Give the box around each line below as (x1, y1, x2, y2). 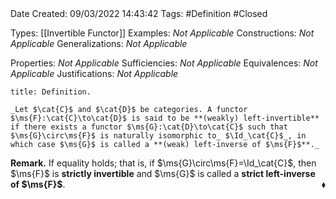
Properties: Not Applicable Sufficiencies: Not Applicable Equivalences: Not (10, 57, 318, 69)
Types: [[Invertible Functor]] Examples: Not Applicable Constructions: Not (10, 27, 315, 39)
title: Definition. (10, 87, 92, 97)
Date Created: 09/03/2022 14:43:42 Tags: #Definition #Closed (10, 8, 268, 19)
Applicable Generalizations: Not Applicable (10, 38, 188, 49)
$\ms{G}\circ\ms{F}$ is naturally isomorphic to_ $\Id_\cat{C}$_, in (10, 131, 307, 141)
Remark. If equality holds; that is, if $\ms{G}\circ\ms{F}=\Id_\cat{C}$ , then (10, 157, 317, 169)
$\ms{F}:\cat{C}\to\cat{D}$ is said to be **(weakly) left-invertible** (10, 113, 320, 123)
